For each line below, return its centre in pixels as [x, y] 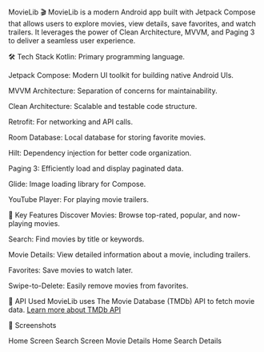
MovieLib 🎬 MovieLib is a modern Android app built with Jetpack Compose [132, 12]
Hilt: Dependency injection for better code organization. [100, 153]
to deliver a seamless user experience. [72, 40]
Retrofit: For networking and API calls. [71, 122]
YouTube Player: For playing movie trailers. [79, 199]
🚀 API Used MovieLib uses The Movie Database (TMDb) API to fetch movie [132, 301]
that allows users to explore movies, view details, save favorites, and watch [132, 24]
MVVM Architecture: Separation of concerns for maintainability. [113, 91]
